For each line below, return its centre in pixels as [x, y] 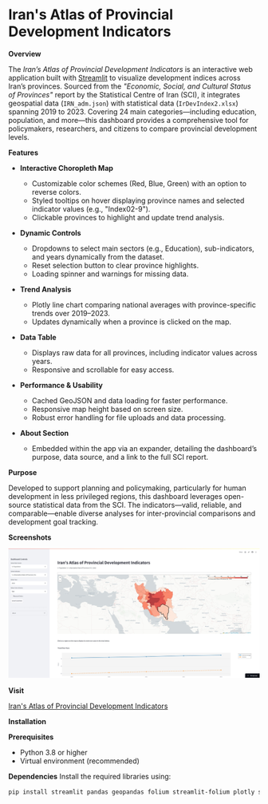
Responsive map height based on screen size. [107, 409]
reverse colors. [56, 192]
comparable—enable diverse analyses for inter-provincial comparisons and [132, 513]
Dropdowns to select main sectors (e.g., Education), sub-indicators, [143, 248]
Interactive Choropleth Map [67, 168]
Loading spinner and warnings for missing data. [110, 274]
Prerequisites [31, 737]
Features [23, 152]
